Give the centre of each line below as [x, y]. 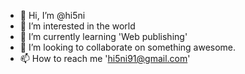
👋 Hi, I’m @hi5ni [52, 15]
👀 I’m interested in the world [77, 26]
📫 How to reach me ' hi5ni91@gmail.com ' [105, 58]
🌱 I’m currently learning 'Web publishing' [103, 36]
